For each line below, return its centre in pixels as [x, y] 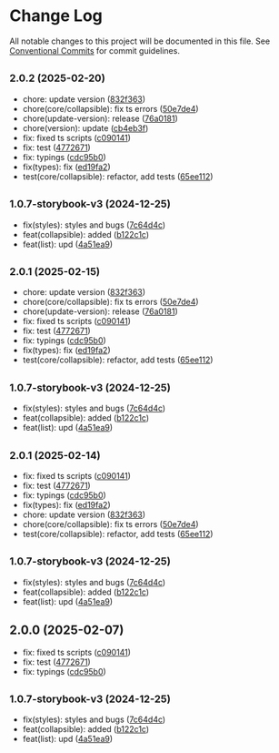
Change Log [56, 16]
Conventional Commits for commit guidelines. [95, 50]
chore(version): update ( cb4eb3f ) [85, 127]
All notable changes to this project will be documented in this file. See [140, 41]
